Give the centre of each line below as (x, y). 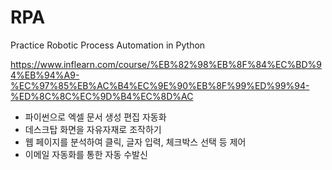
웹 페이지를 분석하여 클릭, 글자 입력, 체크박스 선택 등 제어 (135, 142)
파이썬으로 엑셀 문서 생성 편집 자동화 (95, 117)
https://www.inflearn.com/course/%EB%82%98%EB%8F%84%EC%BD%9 (166, 64)
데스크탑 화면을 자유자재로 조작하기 (93, 129)
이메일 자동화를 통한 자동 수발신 (86, 154)
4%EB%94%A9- (45, 75)
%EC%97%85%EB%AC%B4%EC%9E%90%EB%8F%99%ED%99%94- (160, 85)
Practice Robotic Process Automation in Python (108, 45)
